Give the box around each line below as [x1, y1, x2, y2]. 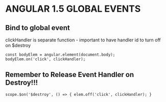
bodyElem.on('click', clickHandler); [5, 57, 86, 62]
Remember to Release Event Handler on [5, 70, 134, 79]
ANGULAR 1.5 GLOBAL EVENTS [5, 3, 141, 15]
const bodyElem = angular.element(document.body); [5, 52, 115, 57]
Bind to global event [5, 23, 70, 32]
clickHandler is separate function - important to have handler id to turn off [5, 37, 161, 43]
